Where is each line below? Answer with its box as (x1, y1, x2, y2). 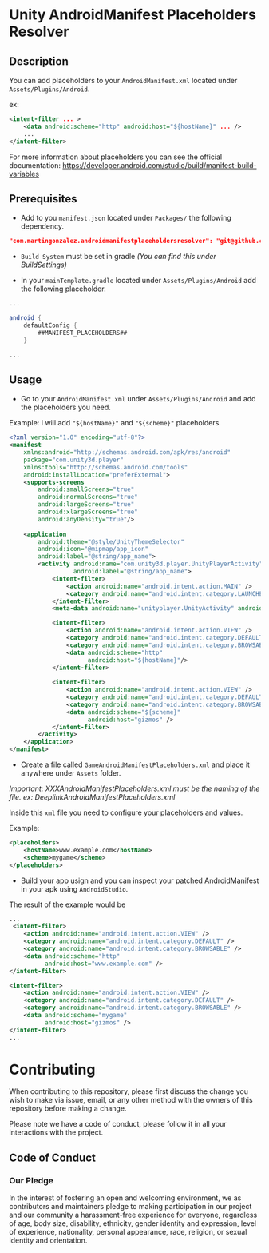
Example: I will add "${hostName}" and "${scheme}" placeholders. (9, 418, 222, 428)
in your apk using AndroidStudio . (20, 884, 129, 893)
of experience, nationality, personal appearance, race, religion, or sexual (9, 1227, 247, 1237)
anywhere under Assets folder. (20, 768, 121, 777)
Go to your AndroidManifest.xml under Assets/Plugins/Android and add (20, 394, 256, 404)
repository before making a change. (9, 1103, 127, 1113)
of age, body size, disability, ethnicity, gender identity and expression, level (9, 1219, 257, 1228)
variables (9, 169, 39, 178)
